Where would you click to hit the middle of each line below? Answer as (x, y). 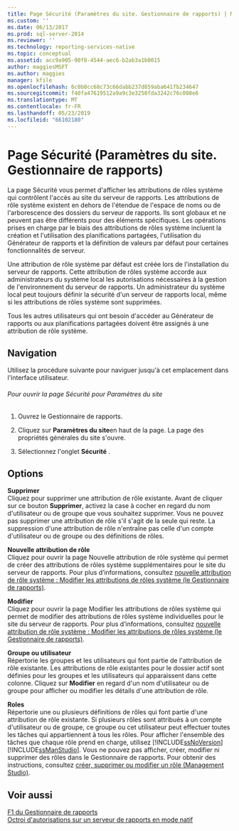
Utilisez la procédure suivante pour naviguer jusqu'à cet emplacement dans (118, 370)
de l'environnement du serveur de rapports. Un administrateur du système (116, 287)
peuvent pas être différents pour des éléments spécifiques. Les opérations (117, 220)
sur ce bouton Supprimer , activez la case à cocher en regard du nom (109, 506)
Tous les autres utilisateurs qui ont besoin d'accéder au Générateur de (111, 316)
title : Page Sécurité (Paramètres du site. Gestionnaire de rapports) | (117, 14)
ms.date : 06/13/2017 (38, 27)
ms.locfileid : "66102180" (46, 120)
